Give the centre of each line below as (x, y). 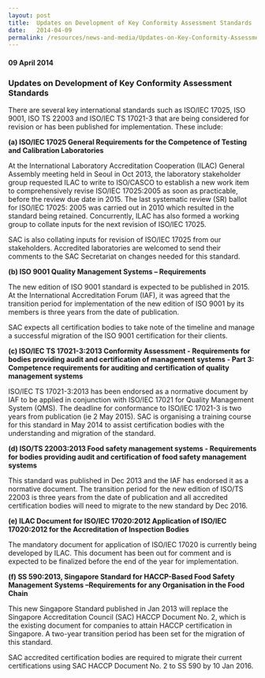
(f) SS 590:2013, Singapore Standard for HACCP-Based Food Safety (121, 577)
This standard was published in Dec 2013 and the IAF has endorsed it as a (129, 481)
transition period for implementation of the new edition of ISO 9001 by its (126, 304)
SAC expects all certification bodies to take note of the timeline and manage (131, 327)
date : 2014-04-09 (40, 30)
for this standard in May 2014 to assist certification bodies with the (116, 425)
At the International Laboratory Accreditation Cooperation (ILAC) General (127, 166)
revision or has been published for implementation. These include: (116, 127)
